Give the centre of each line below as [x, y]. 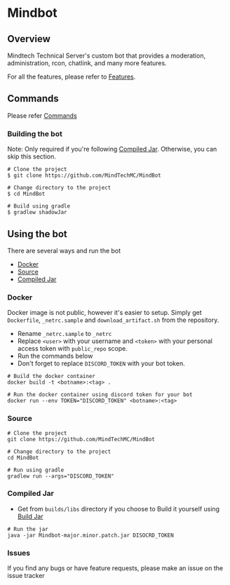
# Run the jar [28, 529]
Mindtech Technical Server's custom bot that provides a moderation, [106, 55]
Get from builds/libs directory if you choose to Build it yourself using [118, 509]
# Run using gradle [36, 470]
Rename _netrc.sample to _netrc [65, 334]
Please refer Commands [42, 115]
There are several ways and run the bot [64, 250]
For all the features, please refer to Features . [72, 76]
